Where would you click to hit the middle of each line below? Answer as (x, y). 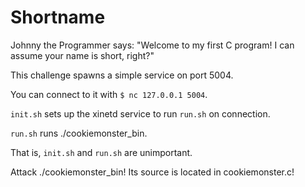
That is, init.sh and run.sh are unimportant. (101, 152)
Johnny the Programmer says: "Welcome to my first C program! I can (152, 45)
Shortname (58, 17)
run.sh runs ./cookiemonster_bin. (79, 133)
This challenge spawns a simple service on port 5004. (122, 75)
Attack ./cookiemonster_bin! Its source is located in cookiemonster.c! (152, 172)
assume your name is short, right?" (82, 55)
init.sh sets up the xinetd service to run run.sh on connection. (140, 113)
